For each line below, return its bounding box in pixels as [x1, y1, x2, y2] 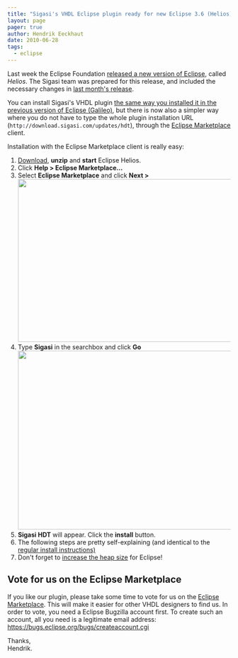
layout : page [7, 17, 46, 24]
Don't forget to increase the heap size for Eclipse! [17, 553, 163, 561]
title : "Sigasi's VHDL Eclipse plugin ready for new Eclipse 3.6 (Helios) [7, 10, 233, 18]
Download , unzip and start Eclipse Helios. [17, 155, 142, 164]
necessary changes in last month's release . [7, 84, 135, 93]
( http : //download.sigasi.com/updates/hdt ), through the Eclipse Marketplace [7, 121, 231, 129]
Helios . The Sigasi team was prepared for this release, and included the [7, 77, 216, 85]
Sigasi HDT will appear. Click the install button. [17, 530, 156, 539]
